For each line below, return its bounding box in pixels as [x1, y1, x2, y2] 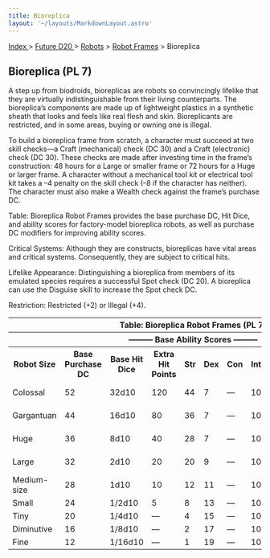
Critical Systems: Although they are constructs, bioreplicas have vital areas [8, 244, 257, 253]
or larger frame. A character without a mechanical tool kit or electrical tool [8, 170, 253, 179]
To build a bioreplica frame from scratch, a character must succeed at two [8, 136, 255, 146]
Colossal [12, 387, 46, 398]
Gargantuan [12, 410, 58, 421]
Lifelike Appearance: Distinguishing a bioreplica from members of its [8, 268, 235, 277]
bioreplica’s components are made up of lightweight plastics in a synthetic [8, 103, 254, 113]
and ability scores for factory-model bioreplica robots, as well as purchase [8, 220, 255, 229]
